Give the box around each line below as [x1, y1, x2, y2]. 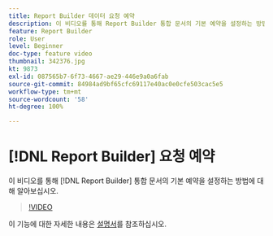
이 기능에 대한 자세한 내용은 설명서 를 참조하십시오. [8, 219, 167, 229]
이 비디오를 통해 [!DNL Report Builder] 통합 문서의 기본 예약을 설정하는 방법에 [8, 176, 256, 186]
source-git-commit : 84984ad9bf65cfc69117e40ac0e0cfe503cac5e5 [8, 80, 223, 88]
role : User [8, 34, 45, 43]
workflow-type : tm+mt [8, 87, 82, 96]
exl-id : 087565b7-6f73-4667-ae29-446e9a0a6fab [8, 72, 169, 81]
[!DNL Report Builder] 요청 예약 [8, 147, 215, 166]
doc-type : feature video [8, 50, 93, 58]
